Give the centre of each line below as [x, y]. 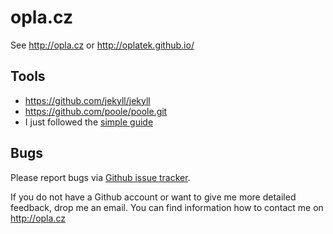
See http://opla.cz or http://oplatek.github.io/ [102, 45]
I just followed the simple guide [89, 122]
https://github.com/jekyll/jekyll [87, 100]
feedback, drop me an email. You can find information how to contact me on [167, 207]
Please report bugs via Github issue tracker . [100, 177]
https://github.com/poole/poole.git [96, 111]
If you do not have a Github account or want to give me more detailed [153, 197]
